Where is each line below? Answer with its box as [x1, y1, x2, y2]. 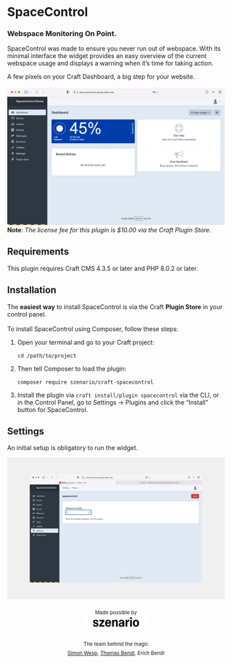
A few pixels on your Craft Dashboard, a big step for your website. [7, 73, 195, 81]
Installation [7, 284, 57, 296]
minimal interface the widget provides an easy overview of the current [7, 52, 207, 60]
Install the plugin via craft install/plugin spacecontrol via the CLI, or [17, 391, 220, 399]
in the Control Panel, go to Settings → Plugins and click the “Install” [17, 398, 209, 407]
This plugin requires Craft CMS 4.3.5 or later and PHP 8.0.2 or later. [7, 264, 198, 272]
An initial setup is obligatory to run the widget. [7, 444, 138, 452]
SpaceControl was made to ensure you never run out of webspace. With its [7, 44, 221, 53]
